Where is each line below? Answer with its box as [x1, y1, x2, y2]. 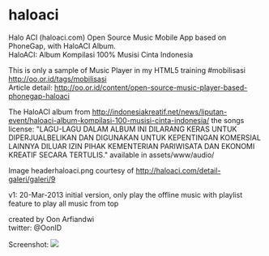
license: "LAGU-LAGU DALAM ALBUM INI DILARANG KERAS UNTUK [8, 124, 237, 134]
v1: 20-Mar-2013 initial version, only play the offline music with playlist [8, 190, 243, 199]
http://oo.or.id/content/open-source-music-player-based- [53, 83, 248, 92]
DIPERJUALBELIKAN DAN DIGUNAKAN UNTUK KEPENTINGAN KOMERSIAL [8, 132, 262, 143]
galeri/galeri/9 [8, 174, 56, 184]
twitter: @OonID [8, 223, 62, 233]
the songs [211, 115, 245, 125]
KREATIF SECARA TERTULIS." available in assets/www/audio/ [8, 150, 215, 160]
